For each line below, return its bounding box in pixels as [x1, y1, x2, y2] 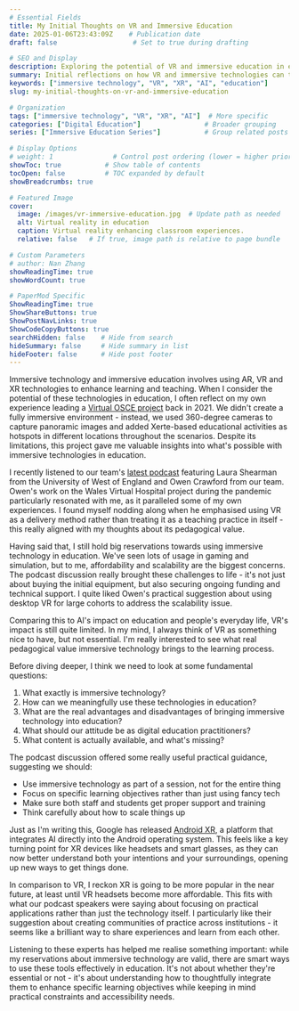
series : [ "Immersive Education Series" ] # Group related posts [9, 128, 289, 137]
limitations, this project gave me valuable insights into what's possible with [9, 440, 283, 451]
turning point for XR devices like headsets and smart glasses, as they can [9, 844, 279, 854]
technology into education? [21, 716, 123, 727]
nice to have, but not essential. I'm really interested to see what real [9, 634, 257, 645]
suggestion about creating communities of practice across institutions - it [9, 917, 279, 928]
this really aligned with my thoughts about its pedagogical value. [9, 524, 246, 534]
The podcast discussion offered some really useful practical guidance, [9, 752, 268, 762]
